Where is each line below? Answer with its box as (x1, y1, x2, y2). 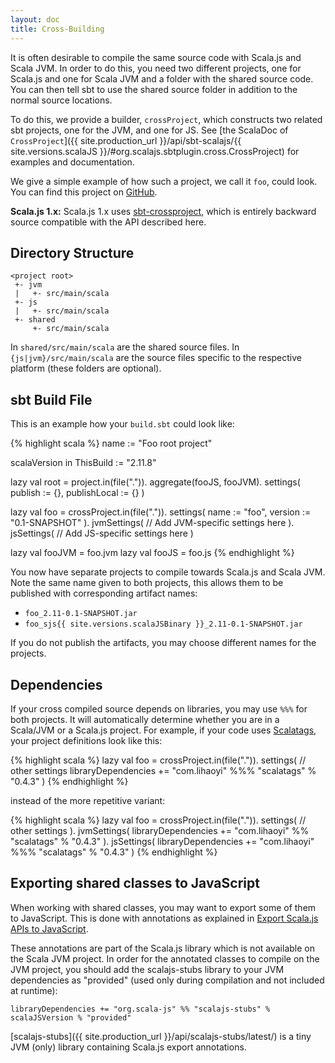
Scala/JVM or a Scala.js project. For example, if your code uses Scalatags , (10, 724, 317, 736)
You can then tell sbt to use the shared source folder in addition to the (10, 83, 298, 95)
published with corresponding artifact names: (10, 587, 198, 600)
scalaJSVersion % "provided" (10, 1012, 132, 1023)
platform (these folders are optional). (10, 362, 162, 375)
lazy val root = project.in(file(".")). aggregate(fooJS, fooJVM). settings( (10, 476, 301, 488)
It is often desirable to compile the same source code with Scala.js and (10, 51, 302, 63)
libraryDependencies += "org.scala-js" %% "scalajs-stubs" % (10, 1004, 271, 1014)
